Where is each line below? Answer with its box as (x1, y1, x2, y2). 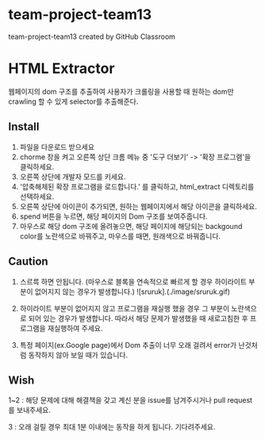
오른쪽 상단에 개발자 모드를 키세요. (19, 172, 126, 181)
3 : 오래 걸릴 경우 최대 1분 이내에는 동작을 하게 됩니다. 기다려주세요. (8, 422, 216, 432)
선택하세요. (19, 192, 55, 201)
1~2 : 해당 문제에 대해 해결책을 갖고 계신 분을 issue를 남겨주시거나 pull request (8, 395, 252, 405)
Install (8, 120, 40, 134)
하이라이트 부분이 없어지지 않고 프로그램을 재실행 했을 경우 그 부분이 (19, 303, 230, 313)
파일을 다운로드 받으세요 (19, 142, 95, 151)
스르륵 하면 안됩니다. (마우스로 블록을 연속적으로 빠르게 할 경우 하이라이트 (19, 277, 248, 286)
